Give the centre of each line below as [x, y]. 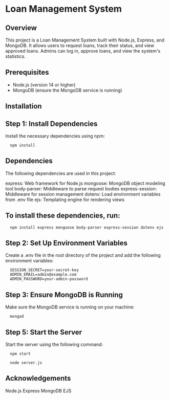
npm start [20, 354]
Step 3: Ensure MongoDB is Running [64, 295]
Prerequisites [27, 72]
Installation [24, 106]
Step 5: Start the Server [44, 332]
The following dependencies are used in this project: [61, 173]
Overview [21, 28]
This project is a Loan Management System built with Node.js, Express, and [85, 40]
